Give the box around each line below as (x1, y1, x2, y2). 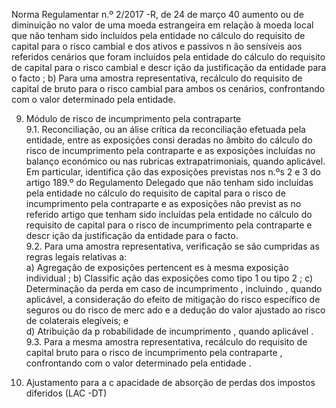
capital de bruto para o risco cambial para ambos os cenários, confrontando (11, 83, 326, 94)
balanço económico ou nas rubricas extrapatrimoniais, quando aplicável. (25, 155, 326, 167)
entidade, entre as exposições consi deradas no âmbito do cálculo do (25, 134, 313, 146)
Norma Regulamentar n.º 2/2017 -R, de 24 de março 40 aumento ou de (11, 9, 304, 20)
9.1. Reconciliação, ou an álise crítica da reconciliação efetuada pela (25, 124, 306, 135)
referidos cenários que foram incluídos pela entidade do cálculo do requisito (11, 51, 326, 63)
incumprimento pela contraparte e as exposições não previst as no (25, 198, 302, 209)
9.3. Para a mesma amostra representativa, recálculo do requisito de (25, 336, 308, 348)
